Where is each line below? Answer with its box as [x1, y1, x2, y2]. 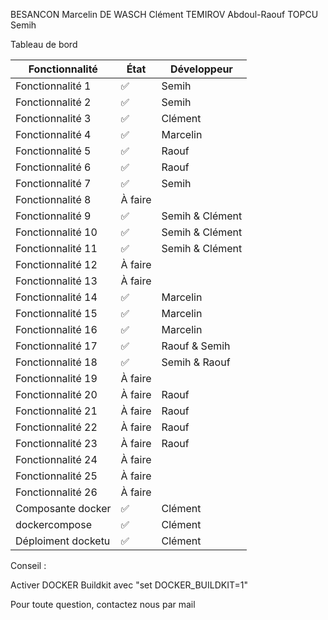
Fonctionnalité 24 [15, 453, 98, 466]
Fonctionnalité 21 [15, 404, 98, 418]
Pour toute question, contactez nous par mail [10, 599, 196, 610]
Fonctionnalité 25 [15, 469, 98, 483]
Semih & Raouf [161, 355, 231, 369]
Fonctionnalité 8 [15, 193, 92, 206]
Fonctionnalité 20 [15, 388, 98, 401]
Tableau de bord [10, 39, 78, 50]
